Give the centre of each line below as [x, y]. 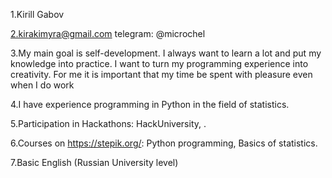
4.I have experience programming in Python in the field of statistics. [150, 104]
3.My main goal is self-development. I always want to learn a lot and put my [166, 53]
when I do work [42, 85]
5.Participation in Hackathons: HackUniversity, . [108, 123]
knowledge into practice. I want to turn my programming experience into [159, 63]
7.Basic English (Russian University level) [94, 162]
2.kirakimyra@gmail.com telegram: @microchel [108, 33]
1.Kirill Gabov [37, 14]
